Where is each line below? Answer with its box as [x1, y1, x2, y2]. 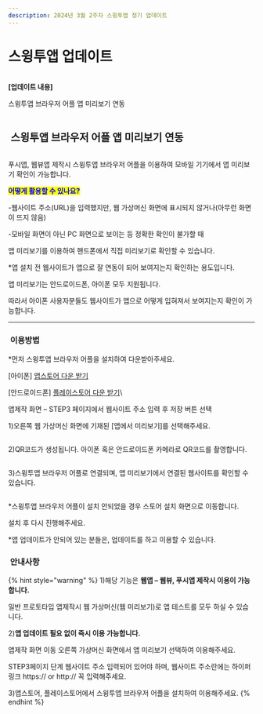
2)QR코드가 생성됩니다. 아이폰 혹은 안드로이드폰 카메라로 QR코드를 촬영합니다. [8, 444, 247, 454]
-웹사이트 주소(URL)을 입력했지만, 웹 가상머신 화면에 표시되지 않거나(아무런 [8, 203, 237, 213]
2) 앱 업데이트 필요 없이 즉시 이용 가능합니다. [8, 628, 141, 638]
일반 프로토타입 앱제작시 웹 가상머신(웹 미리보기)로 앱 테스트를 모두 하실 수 [8, 602, 235, 611]
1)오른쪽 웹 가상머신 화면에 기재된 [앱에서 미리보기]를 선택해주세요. [8, 421, 211, 430]
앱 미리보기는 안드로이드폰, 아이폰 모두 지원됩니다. [8, 279, 161, 289]
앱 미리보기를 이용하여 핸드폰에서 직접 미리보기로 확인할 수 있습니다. [8, 246, 215, 256]
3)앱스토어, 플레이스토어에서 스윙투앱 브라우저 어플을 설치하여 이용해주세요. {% [8, 688, 250, 698]
